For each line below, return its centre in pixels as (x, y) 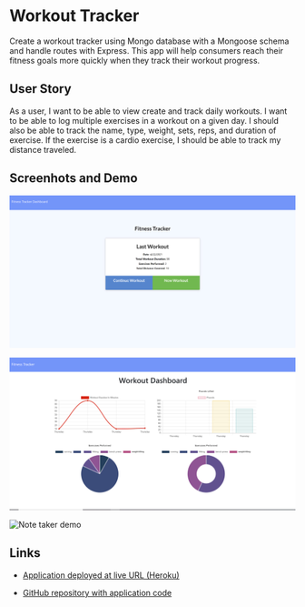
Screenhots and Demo (74, 178)
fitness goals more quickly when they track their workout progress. (135, 60)
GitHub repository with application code (97, 592)
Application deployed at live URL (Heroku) (101, 575)
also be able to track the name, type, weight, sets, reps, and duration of (143, 130)
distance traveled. (43, 149)
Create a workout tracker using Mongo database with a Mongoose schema (149, 41)
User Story (40, 89)
